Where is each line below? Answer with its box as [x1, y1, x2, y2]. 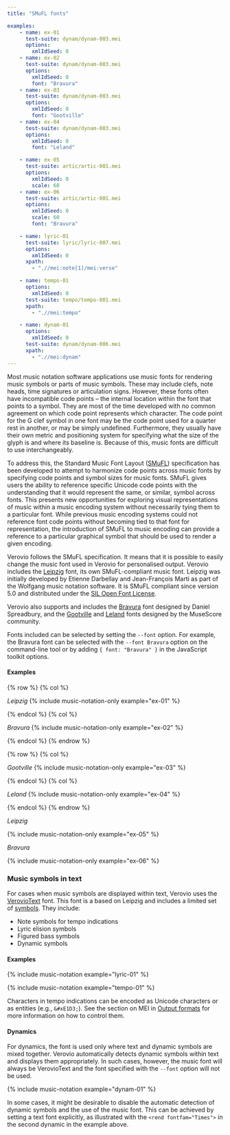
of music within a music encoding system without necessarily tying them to [7, 503, 220, 511]
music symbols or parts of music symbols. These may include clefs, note [7, 380, 214, 388]
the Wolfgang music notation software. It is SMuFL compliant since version [7, 582, 219, 590]
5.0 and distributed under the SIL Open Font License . [7, 589, 157, 597]
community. [7, 617, 41, 625]
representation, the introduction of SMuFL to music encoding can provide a [7, 524, 220, 533]
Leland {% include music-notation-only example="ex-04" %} [7, 790, 181, 798]
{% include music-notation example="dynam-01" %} [7, 1085, 157, 1094]
